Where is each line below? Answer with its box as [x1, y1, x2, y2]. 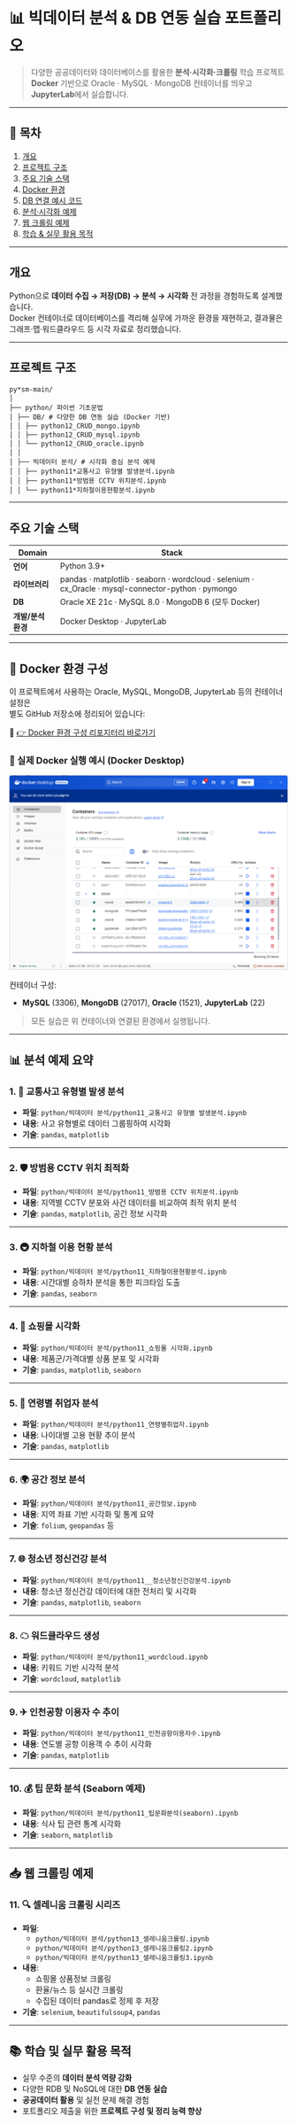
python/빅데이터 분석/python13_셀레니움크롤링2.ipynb [34, 1944, 214, 1953]
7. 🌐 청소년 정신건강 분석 [9, 1553, 108, 1565]
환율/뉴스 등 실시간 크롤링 [34, 1985, 124, 1996]
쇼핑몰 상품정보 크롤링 [34, 1973, 112, 1984]
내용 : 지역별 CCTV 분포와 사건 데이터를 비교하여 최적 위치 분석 [21, 1198, 237, 1208]
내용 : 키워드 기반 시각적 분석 [21, 1662, 119, 1672]
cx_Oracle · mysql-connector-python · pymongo [59, 584, 238, 594]
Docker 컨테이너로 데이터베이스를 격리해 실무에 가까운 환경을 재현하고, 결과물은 [9, 312, 283, 323]
